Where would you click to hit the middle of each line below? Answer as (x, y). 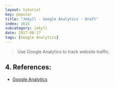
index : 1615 (17, 24)
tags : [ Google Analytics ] (32, 38)
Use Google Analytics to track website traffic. (63, 51)
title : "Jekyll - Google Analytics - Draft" (52, 19)
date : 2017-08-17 (23, 33)
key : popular (19, 14)
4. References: (28, 67)
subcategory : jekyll (27, 28)
